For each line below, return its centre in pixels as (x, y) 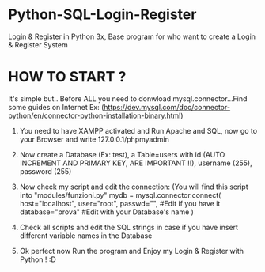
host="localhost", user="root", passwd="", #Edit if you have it (120, 203)
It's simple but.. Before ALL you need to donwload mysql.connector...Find (128, 98)
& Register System (38, 44)
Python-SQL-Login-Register (102, 15)
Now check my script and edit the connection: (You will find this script (134, 187)
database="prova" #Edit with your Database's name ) (106, 212)
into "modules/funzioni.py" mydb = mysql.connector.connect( (120, 195)
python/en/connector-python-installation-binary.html (95, 115)
